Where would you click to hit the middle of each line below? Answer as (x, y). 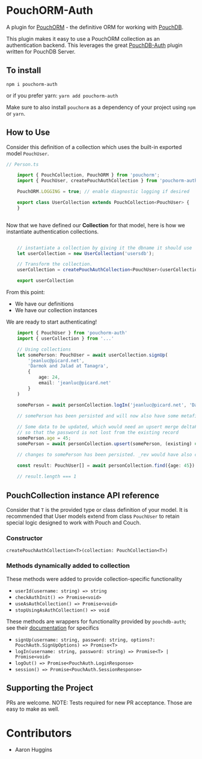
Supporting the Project (50, 688)
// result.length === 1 (47, 477)
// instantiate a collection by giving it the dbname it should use (105, 248)
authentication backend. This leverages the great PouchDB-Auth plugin (94, 45)
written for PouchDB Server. (41, 51)
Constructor (25, 538)
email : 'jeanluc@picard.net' (75, 383)
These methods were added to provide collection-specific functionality (94, 579)
